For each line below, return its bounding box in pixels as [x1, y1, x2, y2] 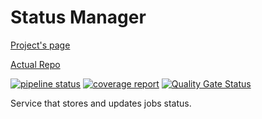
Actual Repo [10, 58, 61, 70]
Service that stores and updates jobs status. [10, 97, 192, 109]
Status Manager [10, 6, 147, 29]
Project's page [10, 39, 71, 51]
